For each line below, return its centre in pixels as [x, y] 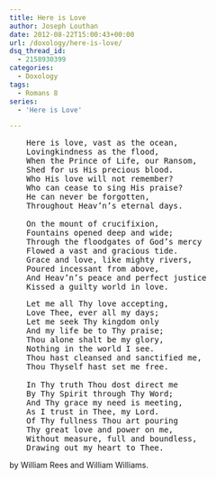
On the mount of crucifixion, [93, 224]
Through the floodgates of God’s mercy [114, 242]
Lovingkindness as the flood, [93, 152]
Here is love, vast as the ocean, [102, 143]
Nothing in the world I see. [90, 349]
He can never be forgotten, [88, 197]
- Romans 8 [38, 93]
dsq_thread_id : [38, 51]
